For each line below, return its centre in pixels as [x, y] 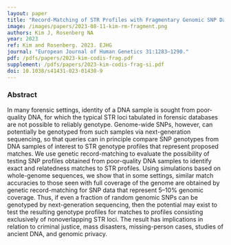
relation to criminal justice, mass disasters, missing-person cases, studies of [115, 226]
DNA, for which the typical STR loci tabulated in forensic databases [123, 117]
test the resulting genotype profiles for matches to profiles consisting [105, 212]
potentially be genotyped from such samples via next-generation [99, 132]
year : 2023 [23, 39]
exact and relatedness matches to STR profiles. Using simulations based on [114, 168]
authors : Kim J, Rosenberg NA [51, 33]
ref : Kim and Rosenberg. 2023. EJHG [59, 45]
